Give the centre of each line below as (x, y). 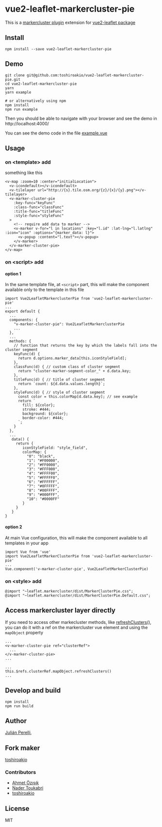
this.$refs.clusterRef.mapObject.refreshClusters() (58, 671)
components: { (24, 320)
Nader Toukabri (28, 788)
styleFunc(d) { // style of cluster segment (59, 393)
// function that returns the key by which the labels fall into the (86, 346)
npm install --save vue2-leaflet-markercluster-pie (58, 49)
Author (16, 721)
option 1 (13, 273)
